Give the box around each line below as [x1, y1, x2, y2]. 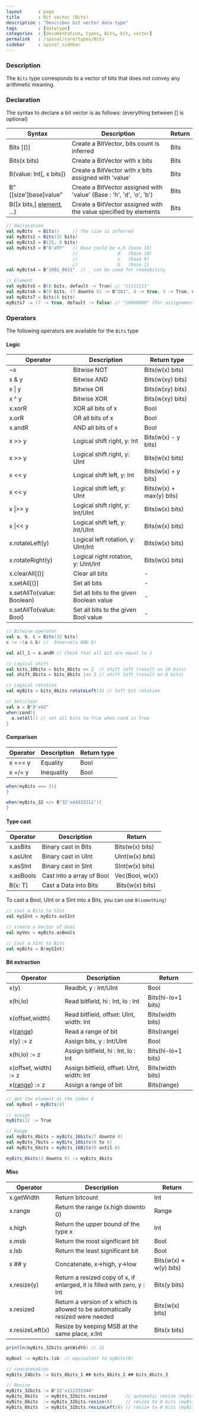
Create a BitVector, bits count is [72, 140, 160, 148]
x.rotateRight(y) [9, 556, 53, 565]
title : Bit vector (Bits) [6, 14, 89, 20]
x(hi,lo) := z [9, 1050, 41, 1058]
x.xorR [9, 404, 27, 412]
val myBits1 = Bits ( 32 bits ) [6, 234, 78, 240]
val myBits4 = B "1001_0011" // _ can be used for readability [6, 267, 166, 273]
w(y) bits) [153, 1263, 181, 1271]
